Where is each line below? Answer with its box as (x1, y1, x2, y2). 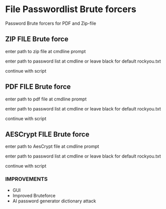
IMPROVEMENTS (5, 176, 48, 183)
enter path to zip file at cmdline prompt (5, 48, 86, 54)
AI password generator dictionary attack (12, 198, 97, 204)
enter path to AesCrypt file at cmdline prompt (5, 143, 100, 149)
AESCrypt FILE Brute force (5, 130, 90, 138)
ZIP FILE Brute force (5, 35, 69, 43)
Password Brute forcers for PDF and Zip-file (5, 20, 97, 26)
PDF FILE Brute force (5, 82, 71, 91)
